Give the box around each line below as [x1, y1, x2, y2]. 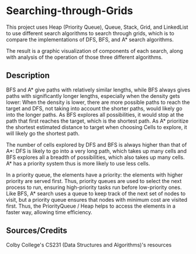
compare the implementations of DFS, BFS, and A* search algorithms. [6, 36, 174, 43]
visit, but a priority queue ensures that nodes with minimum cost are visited [6, 196, 188, 203]
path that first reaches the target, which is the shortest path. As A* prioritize [6, 117, 189, 124]
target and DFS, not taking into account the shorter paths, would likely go [6, 104, 183, 112]
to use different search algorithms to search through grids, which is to [6, 29, 174, 36]
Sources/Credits [6, 226, 67, 236]
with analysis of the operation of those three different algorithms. [6, 53, 163, 60]
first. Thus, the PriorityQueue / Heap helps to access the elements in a [6, 202, 176, 209]
